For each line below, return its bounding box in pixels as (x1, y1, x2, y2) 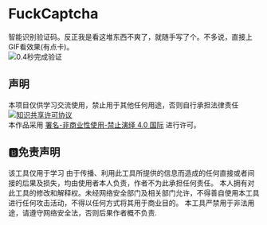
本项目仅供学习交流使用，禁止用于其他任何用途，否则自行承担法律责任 (8, 100, 239, 110)
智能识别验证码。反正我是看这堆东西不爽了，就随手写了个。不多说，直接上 (8, 32, 253, 41)
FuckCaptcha (8, 5, 99, 23)
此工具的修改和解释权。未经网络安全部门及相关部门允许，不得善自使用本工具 (8, 188, 260, 197)
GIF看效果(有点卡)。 (8, 41, 74, 52)
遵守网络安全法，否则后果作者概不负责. (29, 208, 158, 217)
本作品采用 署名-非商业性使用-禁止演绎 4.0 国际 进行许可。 (8, 120, 201, 130)
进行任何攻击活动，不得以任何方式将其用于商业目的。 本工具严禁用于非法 (8, 198, 248, 208)
